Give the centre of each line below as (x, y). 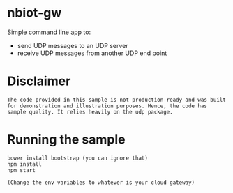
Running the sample (66, 140)
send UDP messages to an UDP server (73, 45)
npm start (22, 170)
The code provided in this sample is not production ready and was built (117, 100)
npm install (24, 164)
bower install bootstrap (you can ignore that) (78, 158)
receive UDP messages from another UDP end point (92, 53)
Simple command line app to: (49, 32)
